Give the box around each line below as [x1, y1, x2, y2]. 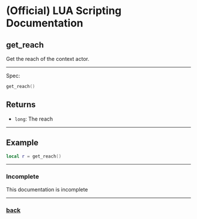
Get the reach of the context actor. [6, 56, 90, 62]
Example [6, 138, 39, 148]
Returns [6, 100, 36, 109]
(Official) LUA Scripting [6, 4, 122, 18]
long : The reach [14, 115, 53, 122]
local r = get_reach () [6, 153, 62, 159]
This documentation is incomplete [6, 186, 88, 193]
